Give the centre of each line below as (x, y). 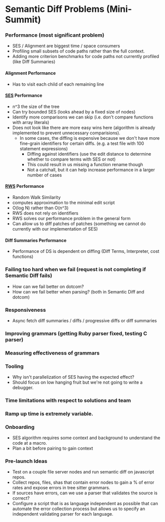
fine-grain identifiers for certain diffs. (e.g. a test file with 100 (82, 143)
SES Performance (24, 96)
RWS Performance (25, 186)
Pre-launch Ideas (26, 461)
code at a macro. (29, 443)
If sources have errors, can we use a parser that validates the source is (85, 493)
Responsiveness (26, 310)
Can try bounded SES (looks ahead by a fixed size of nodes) (74, 112)
